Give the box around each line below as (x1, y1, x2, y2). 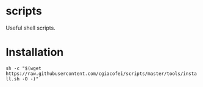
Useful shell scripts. (5, 24, 55, 31)
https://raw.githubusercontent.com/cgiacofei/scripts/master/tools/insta (5, 71, 198, 77)
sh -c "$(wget (5, 65, 42, 71)
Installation (5, 45, 64, 59)
